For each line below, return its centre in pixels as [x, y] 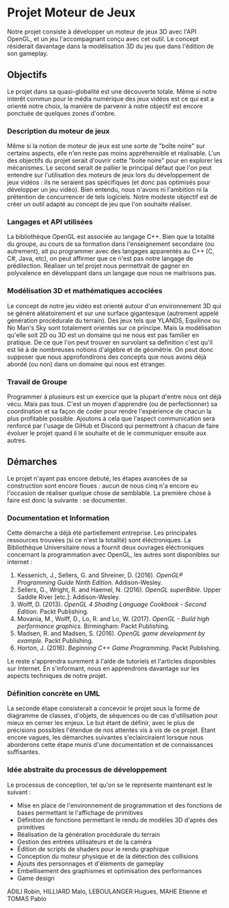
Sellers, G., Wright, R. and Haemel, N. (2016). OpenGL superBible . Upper [119, 590]
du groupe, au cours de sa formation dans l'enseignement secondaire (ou [111, 244]
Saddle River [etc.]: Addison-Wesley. [69, 597]
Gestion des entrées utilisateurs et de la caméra [84, 842]
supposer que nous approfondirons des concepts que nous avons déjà [107, 357]
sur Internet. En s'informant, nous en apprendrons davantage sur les [103, 668]
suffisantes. [24, 752]
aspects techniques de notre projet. [57, 676]
